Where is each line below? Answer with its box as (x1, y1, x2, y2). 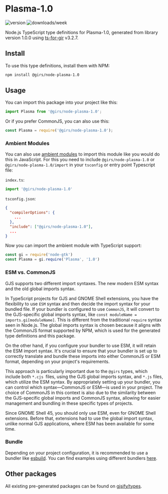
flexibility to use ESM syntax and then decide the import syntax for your (5, 301, 150, 307)
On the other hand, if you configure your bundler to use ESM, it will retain (5, 342, 156, 348)
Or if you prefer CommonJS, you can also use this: (5, 118, 110, 125)
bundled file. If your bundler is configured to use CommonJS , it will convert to (5, 306, 159, 312)
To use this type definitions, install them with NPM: (5, 62, 110, 68)
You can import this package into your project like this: (5, 99, 118, 105)
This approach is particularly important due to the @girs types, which (5, 368, 148, 374)
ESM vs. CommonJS (5, 269, 56, 276)
